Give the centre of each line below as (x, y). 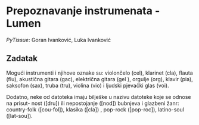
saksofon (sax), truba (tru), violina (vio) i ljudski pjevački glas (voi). (88, 85)
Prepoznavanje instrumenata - (83, 11)
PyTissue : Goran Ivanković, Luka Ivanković (59, 40)
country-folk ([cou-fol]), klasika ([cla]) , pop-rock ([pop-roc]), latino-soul (95, 109)
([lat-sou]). (19, 116)
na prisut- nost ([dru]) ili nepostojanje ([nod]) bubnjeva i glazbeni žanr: (93, 103)
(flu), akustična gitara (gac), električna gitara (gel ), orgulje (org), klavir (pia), (100, 79)
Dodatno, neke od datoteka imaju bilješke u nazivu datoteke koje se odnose (99, 97)
